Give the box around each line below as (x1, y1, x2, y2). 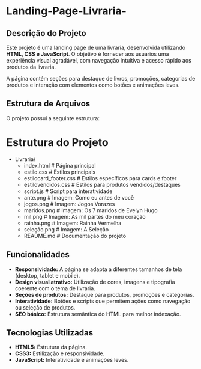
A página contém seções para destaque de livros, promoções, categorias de (6, 75, 196, 82)
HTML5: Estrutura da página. (14, 344, 87, 351)
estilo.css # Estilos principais (23, 168, 96, 175)
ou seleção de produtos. (14, 303, 76, 311)
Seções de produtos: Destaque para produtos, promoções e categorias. (14, 291, 194, 298)
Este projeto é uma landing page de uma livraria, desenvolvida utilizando (6, 44, 186, 51)
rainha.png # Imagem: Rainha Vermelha (23, 219, 122, 227)
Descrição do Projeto (6, 28, 86, 38)
